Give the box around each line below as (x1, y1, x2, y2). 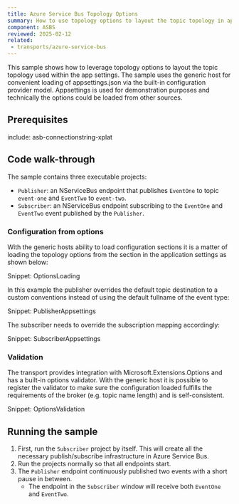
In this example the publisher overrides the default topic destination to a (7, 285, 218, 294)
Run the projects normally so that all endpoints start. (17, 460, 171, 468)
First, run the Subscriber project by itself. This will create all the (17, 444, 203, 453)
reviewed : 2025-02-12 (7, 30, 72, 38)
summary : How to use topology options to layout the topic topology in (7, 17, 224, 24)
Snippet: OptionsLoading (7, 271, 80, 280)
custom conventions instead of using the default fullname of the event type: (7, 293, 230, 301)
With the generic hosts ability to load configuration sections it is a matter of (7, 243, 228, 251)
